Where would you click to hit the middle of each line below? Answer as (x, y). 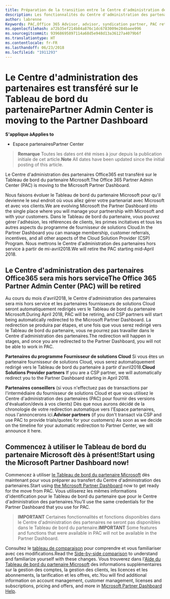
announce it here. (24, 431)
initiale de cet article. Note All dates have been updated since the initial (91, 159)
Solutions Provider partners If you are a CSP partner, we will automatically (83, 373)
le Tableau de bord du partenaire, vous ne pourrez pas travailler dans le (80, 331)
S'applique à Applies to (30, 134)
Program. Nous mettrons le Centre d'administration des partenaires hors (80, 244)
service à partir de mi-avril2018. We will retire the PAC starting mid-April (80, 249)
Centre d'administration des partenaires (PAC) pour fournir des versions (80, 398)
